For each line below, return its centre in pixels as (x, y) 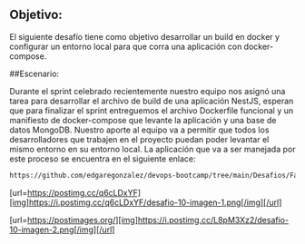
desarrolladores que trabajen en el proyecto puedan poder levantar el (139, 139)
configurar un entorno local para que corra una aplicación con (126, 46)
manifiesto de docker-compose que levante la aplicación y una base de (143, 120)
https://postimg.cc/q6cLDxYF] (84, 192)
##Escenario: (34, 73)
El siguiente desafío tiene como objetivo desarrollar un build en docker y (144, 36)
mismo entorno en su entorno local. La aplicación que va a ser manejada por (152, 149)
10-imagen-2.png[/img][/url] (62, 229)
